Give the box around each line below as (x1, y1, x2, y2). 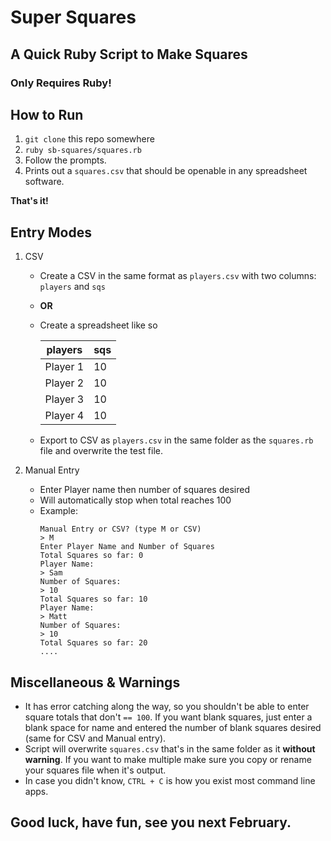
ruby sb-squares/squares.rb (24, 146, 142, 156)
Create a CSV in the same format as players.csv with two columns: (39, 270, 317, 282)
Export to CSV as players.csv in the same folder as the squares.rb (39, 434, 314, 446)
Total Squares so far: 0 (39, 551, 144, 561)
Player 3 (44, 392, 85, 406)
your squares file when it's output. (24, 764, 167, 776)
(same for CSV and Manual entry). (24, 732, 167, 744)
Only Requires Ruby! (10, 76, 112, 90)
